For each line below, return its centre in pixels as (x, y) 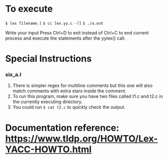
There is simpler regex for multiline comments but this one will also (82, 86)
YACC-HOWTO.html (48, 149)
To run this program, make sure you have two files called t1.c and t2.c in (88, 97)
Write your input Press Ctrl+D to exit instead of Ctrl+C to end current (77, 33)
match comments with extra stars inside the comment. (70, 91)
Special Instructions (48, 59)
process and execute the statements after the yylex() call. (65, 38)
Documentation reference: (62, 128)
